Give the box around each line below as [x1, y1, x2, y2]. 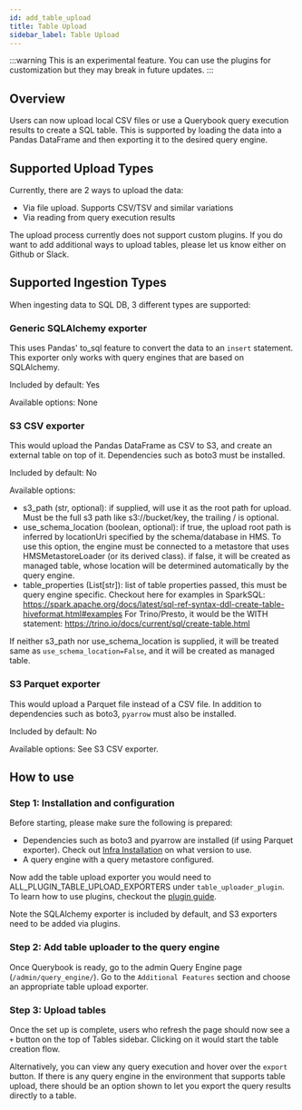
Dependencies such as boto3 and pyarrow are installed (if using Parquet [22, 835, 293, 846]
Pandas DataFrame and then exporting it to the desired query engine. [9, 134, 268, 145]
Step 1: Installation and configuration [9, 797, 175, 810]
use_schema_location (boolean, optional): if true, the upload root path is [22, 522, 292, 533]
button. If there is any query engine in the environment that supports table [9, 1070, 286, 1081]
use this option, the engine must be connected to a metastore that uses [22, 541, 290, 552]
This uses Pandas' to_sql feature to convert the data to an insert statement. [9, 342, 294, 354]
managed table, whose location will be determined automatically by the [22, 560, 289, 572]
